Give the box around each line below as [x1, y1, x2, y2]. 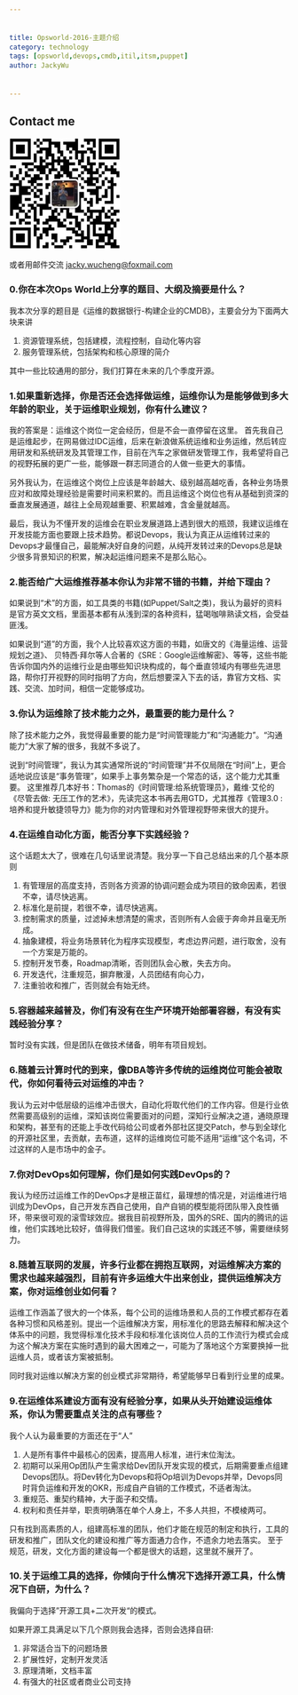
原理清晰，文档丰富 [21, 1665, 93, 1675]
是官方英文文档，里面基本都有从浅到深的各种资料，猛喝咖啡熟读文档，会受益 [9, 609, 289, 619]
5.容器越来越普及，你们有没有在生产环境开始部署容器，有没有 [9, 1004, 272, 1016]
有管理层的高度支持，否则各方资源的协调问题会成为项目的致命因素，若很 [21, 880, 286, 891]
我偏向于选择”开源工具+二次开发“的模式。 [9, 1604, 161, 1616]
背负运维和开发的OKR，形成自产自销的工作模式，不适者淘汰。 [29, 1482, 256, 1492]
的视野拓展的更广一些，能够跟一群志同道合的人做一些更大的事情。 [9, 458, 250, 469]
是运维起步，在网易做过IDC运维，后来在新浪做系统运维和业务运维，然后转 [9, 436, 279, 447]
